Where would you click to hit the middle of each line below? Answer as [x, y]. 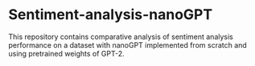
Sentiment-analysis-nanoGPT [111, 15]
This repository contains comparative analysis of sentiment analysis [121, 37]
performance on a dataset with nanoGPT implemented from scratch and [127, 45]
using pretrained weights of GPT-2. [66, 53]
